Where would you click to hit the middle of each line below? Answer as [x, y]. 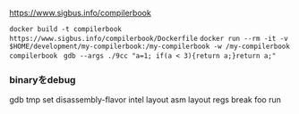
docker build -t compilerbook [66, 29]
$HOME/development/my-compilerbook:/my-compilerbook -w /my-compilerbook [150, 46]
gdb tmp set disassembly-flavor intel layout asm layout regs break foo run [145, 100]
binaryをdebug [43, 79]
